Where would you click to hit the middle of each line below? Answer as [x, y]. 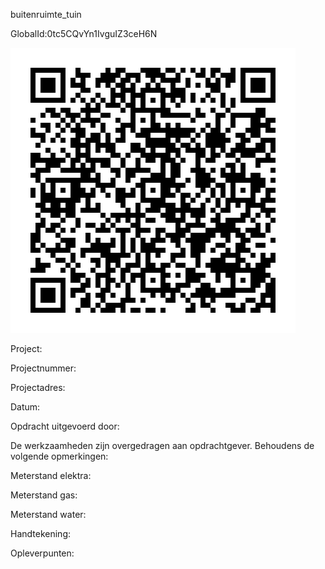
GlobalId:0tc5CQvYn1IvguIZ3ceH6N [84, 33]
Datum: [25, 407]
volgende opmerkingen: [59, 456]
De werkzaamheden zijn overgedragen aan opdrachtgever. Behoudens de [162, 445]
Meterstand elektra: [51, 475]
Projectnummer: [43, 368]
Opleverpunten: [42, 553]
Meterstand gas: [44, 495]
